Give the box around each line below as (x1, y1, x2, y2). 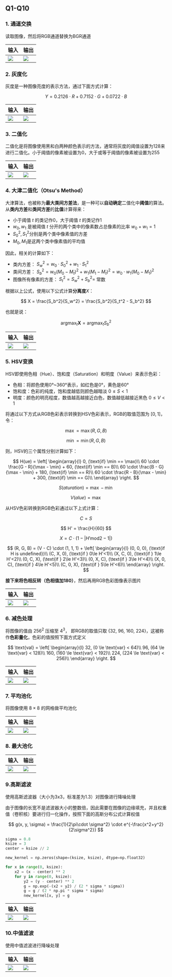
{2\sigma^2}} (68, 826, 97, 832)
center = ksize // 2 (5, 846, 50, 851)
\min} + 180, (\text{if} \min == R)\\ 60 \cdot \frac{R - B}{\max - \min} (23, 469, 166, 475)
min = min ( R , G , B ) (66, 437, 106, 443)
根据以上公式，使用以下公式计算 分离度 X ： (5, 288, 94, 294)
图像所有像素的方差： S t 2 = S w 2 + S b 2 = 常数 (12, 275, 106, 283)
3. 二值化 (5, 130, 28, 137)
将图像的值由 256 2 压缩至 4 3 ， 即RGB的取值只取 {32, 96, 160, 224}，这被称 (5, 627, 164, 634)
